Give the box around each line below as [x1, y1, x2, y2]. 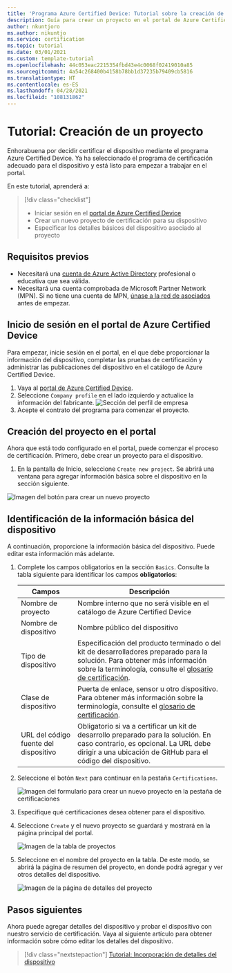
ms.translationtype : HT [7, 74, 76, 82]
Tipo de [20, 652, 46, 661]
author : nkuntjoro [7, 23, 60, 30]
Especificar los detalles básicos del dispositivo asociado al [34, 223, 202, 232]
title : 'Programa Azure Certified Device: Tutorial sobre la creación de [7, 10, 224, 17]
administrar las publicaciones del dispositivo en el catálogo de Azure [7, 363, 203, 371]
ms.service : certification [7, 36, 85, 43]
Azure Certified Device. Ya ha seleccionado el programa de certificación [7, 154, 213, 162]
